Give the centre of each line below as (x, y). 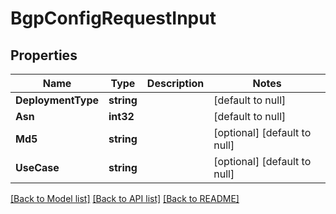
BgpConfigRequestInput (113, 18)
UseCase (37, 167)
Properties (44, 55)
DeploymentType (57, 100)
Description (175, 83)
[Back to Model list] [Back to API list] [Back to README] (125, 198)
